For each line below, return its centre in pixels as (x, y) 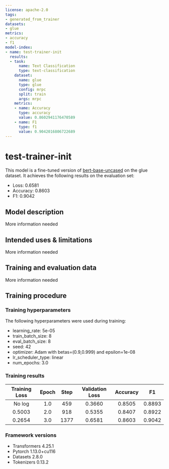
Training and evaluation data (51, 268)
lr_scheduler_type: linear (38, 357)
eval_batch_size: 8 (32, 341)
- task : (18, 61)
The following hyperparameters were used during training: (66, 321)
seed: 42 (22, 347)
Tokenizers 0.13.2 (30, 462)
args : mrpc (30, 99)
